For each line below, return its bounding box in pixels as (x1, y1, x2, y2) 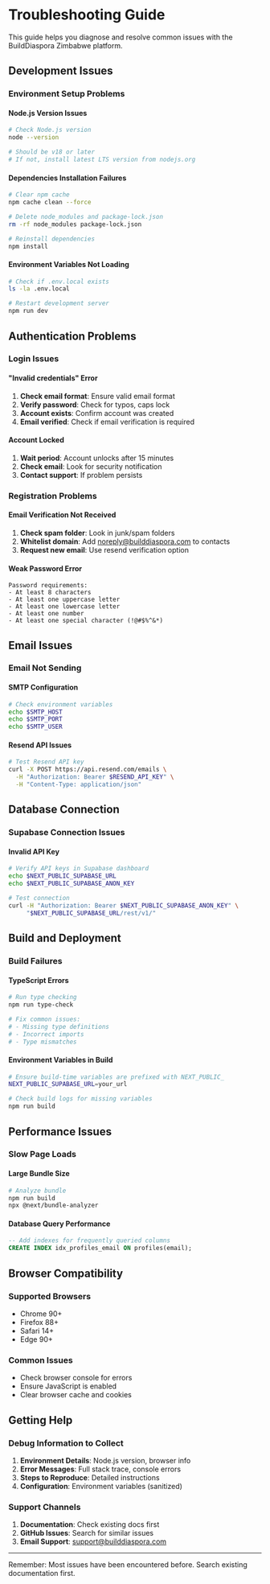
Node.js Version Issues (8, 108, 88, 117)
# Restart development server (8, 299, 110, 307)
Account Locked (8, 435, 64, 445)
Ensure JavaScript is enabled (19, 1381, 117, 1391)
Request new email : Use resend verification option (19, 545, 189, 554)
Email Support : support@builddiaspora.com (19, 1537, 167, 1546)
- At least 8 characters (8, 589, 92, 597)
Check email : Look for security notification (19, 461, 162, 471)
